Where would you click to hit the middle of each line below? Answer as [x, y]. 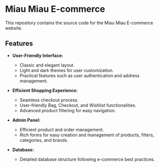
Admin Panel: [26, 120]
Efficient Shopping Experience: [45, 90]
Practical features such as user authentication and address [79, 76]
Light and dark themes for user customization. [67, 70]
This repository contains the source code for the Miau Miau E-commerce [79, 23]
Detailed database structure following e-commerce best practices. [87, 159]
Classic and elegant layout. [47, 65]
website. [14, 28]
